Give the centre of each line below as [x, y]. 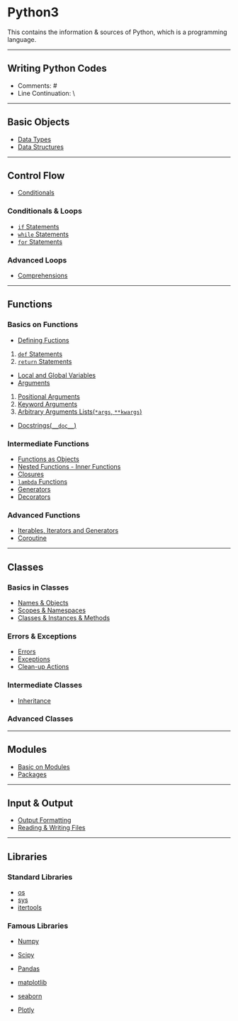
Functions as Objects [48, 459]
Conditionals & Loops [45, 211]
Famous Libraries [38, 926]
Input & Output [40, 804]
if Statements [38, 226]
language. [22, 39]
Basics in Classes [38, 587]
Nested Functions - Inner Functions [69, 466]
